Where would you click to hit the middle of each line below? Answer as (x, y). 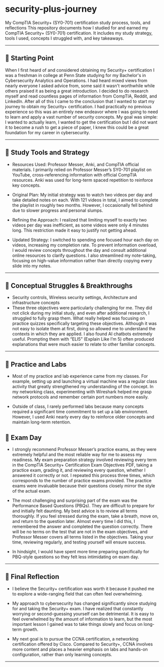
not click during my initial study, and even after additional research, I (81, 313)
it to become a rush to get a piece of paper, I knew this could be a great (77, 127)
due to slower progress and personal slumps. (58, 210)
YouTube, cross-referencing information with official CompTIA (74, 174)
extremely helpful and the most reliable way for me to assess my (77, 455)
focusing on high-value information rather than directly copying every (82, 260)
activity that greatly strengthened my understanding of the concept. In (83, 387)
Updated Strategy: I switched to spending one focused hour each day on (85, 240)
